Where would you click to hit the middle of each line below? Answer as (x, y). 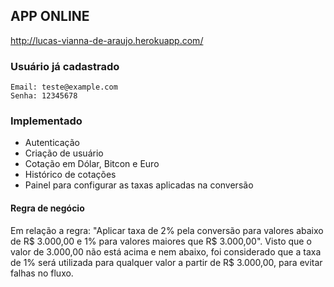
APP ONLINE (50, 16)
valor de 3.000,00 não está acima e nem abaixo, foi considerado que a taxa (166, 251)
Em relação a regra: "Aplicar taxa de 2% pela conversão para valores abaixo (167, 230)
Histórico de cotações (70, 175)
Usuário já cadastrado (65, 66)
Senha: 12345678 (44, 96)
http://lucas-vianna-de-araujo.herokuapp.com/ (107, 40)
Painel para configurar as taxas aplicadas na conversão (139, 185)
